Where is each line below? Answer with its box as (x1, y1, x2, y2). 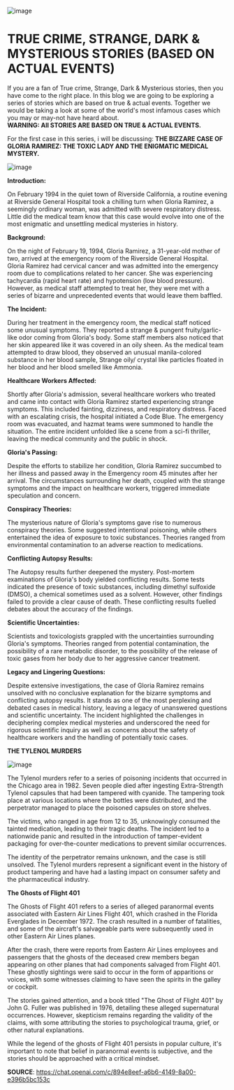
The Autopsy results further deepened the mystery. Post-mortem (7, 567, 194, 576)
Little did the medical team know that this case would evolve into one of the (7, 212, 225, 220)
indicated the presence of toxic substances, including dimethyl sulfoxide (7, 582, 216, 590)
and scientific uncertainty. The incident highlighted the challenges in (7, 711, 205, 719)
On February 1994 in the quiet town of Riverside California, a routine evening (7, 189, 228, 198)
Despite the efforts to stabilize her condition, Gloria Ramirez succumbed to (7, 461, 222, 470)
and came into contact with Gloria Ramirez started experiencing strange (7, 397, 214, 405)
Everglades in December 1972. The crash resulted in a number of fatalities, (7, 917, 222, 925)
